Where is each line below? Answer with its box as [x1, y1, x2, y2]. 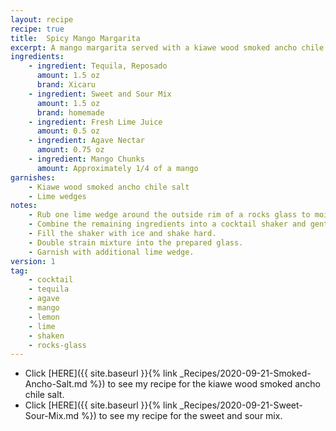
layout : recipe [10, 14, 74, 25]
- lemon [28, 312, 60, 322]
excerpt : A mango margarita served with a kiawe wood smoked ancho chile [10, 42, 325, 53]
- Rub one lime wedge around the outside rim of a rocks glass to [28, 210, 311, 220]
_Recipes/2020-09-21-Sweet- [179, 399, 303, 411]
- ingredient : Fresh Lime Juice [28, 117, 163, 127]
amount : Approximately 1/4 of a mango [36, 163, 199, 173]
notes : [10, 201, 38, 211]
